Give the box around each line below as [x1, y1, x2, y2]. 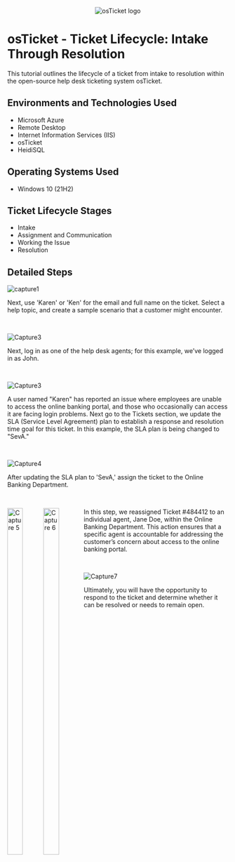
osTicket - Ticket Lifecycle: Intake [7, 32, 209, 47]
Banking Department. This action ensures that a [83, 523, 222, 531]
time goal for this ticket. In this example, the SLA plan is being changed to [7, 425, 220, 433]
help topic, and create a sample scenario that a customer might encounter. [7, 306, 223, 314]
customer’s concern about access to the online [83, 538, 220, 546]
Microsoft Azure [17, 116, 65, 124]
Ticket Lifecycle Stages [7, 204, 112, 217]
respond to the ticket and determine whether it [83, 593, 218, 602]
